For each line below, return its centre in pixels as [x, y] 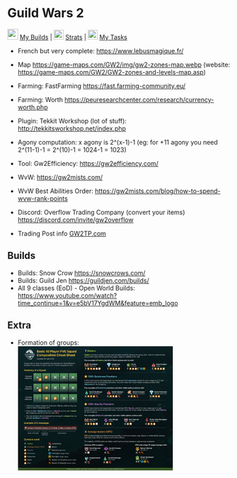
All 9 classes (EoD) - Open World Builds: [76, 288]
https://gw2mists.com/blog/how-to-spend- [158, 191]
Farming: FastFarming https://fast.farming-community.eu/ [102, 86]
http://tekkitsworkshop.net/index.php [71, 128]
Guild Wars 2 [46, 13]
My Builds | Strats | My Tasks [73, 37]
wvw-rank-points [43, 198]
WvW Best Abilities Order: [56, 191]
